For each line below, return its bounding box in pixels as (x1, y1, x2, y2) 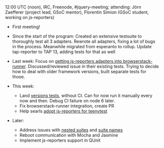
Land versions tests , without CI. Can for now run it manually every (19, 92, 153, 98)
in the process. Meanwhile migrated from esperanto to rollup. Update (12, 44, 152, 49)
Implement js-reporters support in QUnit (19, 137, 101, 143)
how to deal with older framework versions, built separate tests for (12, 69, 147, 74)
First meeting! (12, 24, 41, 30)
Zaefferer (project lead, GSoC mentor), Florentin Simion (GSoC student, (5, 9, 149, 15)
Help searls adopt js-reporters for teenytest (19, 108, 108, 114)
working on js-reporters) (5, 15, 55, 20)
